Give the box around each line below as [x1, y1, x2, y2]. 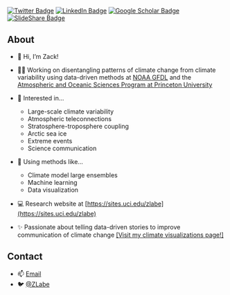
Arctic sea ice [27, 129, 67, 138]
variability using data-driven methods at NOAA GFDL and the [17, 73, 192, 81]
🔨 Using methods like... [17, 157, 83, 166]
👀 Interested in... [17, 93, 64, 102]
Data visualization [27, 186, 78, 194]
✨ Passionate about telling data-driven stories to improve [17, 222, 181, 231]
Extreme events [27, 136, 73, 145]
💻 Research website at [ [17, 199, 88, 208]
